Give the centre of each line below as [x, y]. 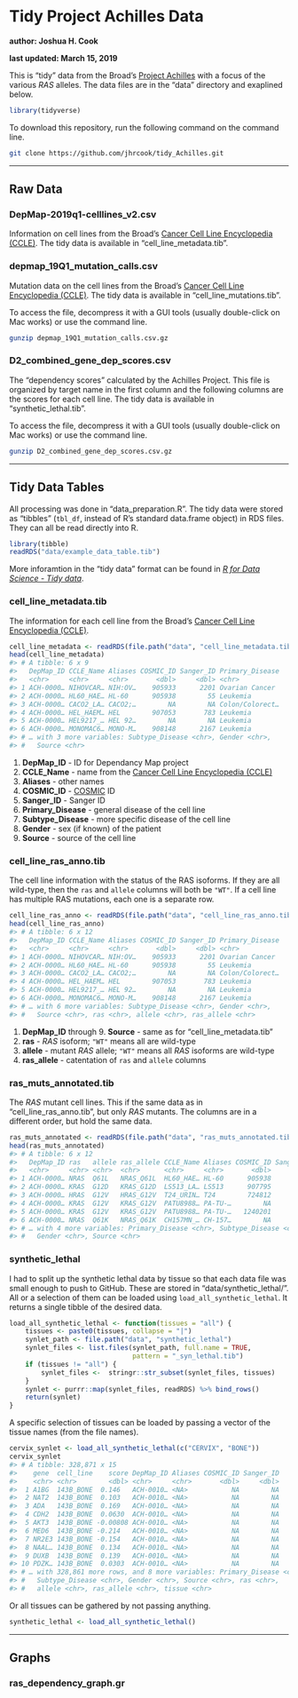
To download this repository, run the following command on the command [144, 127]
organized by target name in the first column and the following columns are [146, 389]
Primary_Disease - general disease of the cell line [114, 809]
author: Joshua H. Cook [54, 41]
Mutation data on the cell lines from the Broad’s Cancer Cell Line [127, 285]
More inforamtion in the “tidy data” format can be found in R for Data [135, 569]
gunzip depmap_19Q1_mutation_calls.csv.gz [89, 338]
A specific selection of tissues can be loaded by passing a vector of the [140, 1423]
